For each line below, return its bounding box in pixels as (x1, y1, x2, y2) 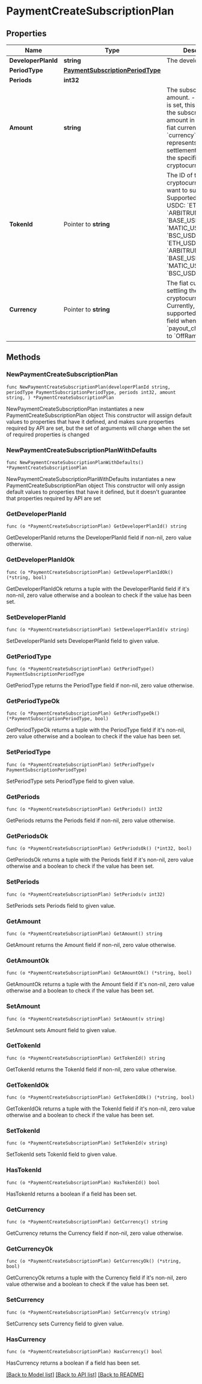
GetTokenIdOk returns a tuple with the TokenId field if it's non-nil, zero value (6, 1105, 195, 1112)
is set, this (166, 101, 195, 109)
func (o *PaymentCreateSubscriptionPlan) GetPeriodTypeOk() (6, 710, 161, 716)
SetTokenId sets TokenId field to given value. (6, 1151, 117, 1158)
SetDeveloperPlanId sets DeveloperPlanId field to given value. (6, 637, 159, 644)
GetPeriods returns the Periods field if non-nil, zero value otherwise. (6, 817, 176, 824)
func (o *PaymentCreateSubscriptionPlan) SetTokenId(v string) (6, 1140, 168, 1146)
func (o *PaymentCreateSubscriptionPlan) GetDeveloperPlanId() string (6, 523, 187, 529)
